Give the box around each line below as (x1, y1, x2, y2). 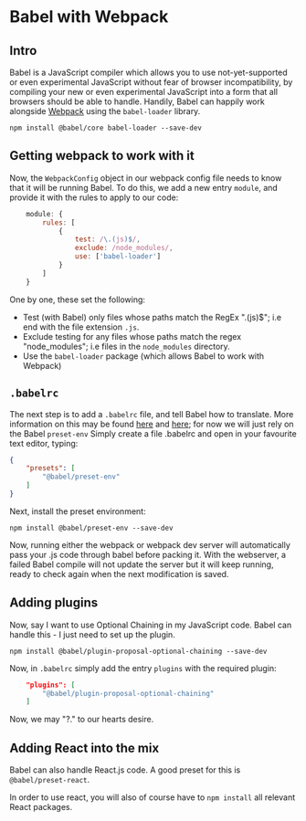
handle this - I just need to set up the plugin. (9, 628, 175, 640)
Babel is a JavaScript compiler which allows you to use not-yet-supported (9, 67, 288, 78)
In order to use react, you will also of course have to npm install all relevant (9, 792, 295, 803)
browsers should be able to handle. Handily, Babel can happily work (9, 96, 265, 107)
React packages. (9, 802, 73, 813)
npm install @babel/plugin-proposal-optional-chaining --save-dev (9, 647, 268, 656)
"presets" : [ (26, 464, 76, 473)
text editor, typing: (9, 437, 79, 448)
